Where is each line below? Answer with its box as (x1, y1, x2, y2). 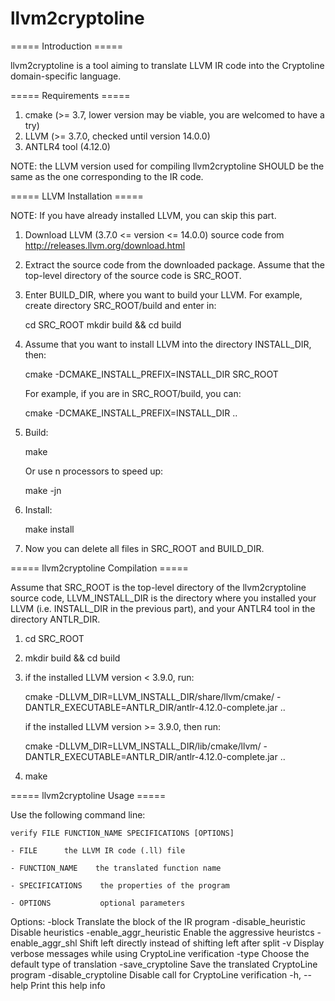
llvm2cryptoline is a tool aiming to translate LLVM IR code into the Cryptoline (10, 59, 325, 71)
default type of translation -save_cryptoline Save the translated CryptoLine (10, 958, 318, 970)
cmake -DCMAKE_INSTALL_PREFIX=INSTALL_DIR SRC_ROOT (24, 368, 279, 380)
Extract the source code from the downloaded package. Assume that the (24, 258, 325, 271)
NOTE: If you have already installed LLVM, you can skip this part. (10, 209, 277, 221)
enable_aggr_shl (10, 937, 78, 949)
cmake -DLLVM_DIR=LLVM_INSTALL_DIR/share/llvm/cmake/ (24, 690, 275, 702)
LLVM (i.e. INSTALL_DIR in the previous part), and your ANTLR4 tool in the (10, 602, 316, 614)
